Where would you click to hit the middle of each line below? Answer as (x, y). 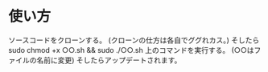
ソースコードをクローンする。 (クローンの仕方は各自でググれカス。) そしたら (134, 40)
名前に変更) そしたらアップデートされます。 (109, 60)
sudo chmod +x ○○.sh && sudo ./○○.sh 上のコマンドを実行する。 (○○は (132, 50)
